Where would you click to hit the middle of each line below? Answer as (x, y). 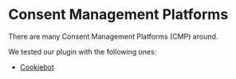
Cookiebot (37, 67)
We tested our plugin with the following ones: (83, 51)
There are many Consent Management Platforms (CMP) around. (113, 36)
